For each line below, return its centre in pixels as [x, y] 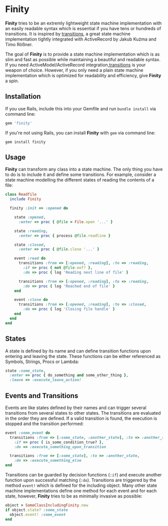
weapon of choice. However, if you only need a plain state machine [74, 70]
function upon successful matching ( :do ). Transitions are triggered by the [81, 480]
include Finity [25, 199]
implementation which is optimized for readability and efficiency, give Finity [83, 75]
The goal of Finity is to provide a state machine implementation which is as [82, 54]
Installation [23, 97]
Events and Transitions [42, 395]
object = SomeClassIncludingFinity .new [47, 505]
